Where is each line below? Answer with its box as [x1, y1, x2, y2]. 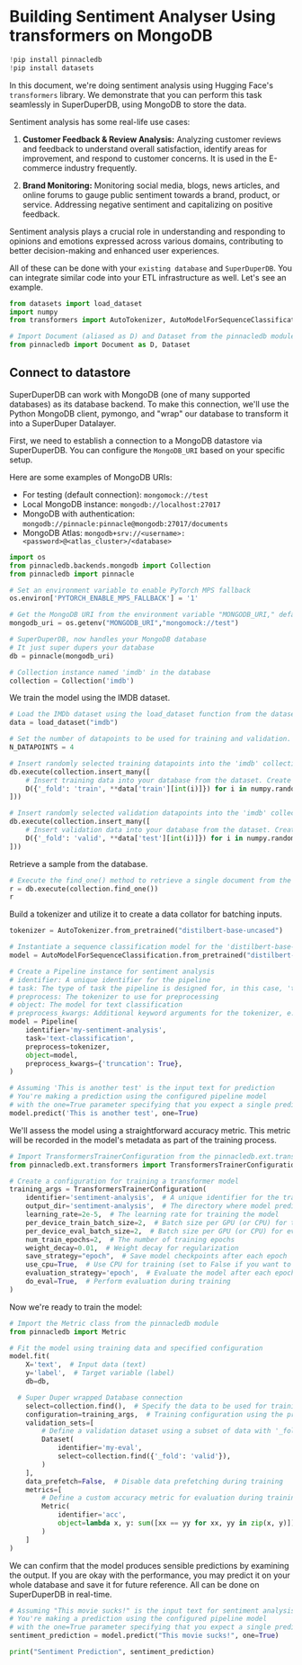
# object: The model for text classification [9, 1000, 182, 1009]
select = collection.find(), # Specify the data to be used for [25, 1401, 268, 1410]
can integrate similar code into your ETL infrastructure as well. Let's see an [9, 272, 287, 282]
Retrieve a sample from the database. [9, 858, 148, 869]
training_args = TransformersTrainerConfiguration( [9, 1185, 207, 1194]
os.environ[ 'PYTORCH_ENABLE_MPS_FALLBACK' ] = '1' [9, 594, 200, 604]
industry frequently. [64, 162, 138, 173]
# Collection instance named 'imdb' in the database [9, 667, 211, 676]
